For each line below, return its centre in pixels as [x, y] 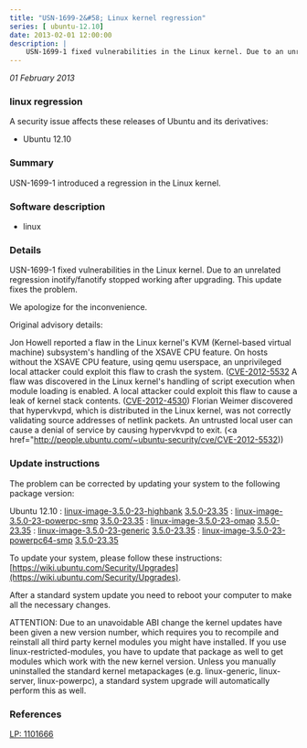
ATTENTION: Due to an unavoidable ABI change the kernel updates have [146, 622]
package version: [42, 493]
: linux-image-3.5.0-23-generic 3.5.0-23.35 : [117, 530]
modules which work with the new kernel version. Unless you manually [143, 661]
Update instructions [55, 464]
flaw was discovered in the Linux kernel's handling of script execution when [152, 381]
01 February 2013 [42, 78]
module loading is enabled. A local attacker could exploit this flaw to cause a [153, 391]
